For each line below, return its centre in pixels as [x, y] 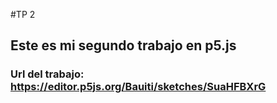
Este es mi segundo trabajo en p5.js [123, 45]
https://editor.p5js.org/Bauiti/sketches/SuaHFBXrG [138, 87]
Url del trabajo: [47, 74]
